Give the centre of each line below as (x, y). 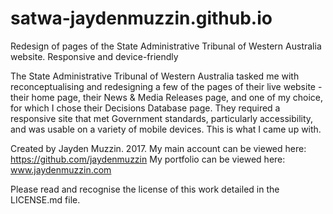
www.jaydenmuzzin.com (61, 169)
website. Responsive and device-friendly (94, 56)
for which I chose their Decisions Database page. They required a (145, 108)
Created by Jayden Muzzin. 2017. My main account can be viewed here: (158, 148)
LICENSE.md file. (45, 199)
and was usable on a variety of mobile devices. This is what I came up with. (166, 129)
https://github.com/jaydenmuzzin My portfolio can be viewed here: (148, 159)
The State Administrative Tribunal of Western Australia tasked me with (155, 76)
